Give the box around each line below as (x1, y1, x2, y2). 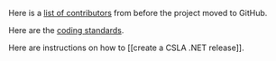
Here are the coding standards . (8, 25, 124, 35)
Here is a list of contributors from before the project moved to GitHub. (8, 8, 268, 18)
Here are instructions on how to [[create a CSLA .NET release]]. (8, 42, 244, 53)
